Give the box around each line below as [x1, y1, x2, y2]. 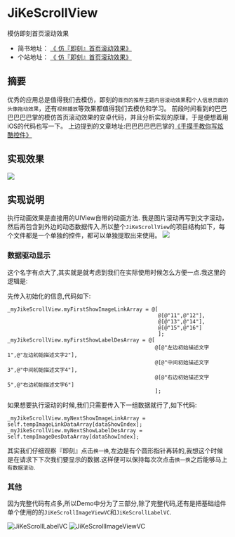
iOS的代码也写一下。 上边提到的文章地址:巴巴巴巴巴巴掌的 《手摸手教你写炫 [7, 122, 224, 130]
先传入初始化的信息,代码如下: [7, 292, 91, 300]
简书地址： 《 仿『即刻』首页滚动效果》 [17, 44, 132, 52]
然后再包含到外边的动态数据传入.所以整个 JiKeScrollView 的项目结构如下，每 [7, 223, 226, 231]
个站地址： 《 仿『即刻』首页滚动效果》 [17, 53, 132, 61]
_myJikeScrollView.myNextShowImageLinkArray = [7, 415, 146, 422]
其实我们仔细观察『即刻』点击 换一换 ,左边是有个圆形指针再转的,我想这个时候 [7, 446, 223, 455]
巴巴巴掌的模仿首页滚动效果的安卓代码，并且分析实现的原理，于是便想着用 [13, 112, 229, 121]
